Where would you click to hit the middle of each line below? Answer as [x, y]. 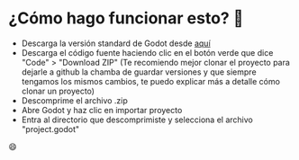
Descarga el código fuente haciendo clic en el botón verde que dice [147, 52]
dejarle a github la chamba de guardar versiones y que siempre [139, 72]
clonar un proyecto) [58, 91]
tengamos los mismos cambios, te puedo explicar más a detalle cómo [151, 81]
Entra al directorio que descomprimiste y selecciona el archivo [137, 120]
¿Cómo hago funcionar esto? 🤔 [126, 18]
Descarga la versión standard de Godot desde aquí [116, 43]
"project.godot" [50, 129]
